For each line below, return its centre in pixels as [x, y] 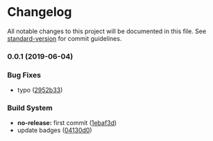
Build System [30, 108]
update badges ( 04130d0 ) [54, 130]
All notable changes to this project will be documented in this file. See [107, 31]
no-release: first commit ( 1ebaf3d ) [67, 123]
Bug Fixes [24, 75]
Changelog [40, 12]
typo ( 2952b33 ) [40, 90]
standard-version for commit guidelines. [65, 38]
